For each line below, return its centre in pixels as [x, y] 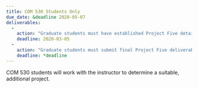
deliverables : [24, 22]
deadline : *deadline [42, 56]
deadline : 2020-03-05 [43, 39]
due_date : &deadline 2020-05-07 [46, 17]
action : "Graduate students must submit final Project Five [92, 50]
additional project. [28, 79]
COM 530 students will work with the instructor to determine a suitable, [93, 72]
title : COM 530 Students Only [43, 12]
